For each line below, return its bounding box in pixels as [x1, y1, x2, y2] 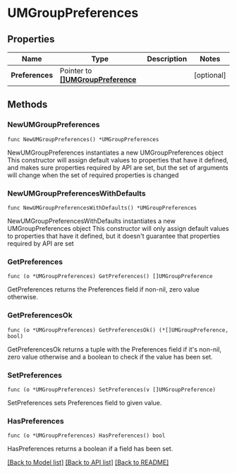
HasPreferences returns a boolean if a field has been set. [7, 445, 174, 453]
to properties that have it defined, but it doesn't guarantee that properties [7, 232, 221, 240]
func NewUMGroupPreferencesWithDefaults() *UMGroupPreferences [7, 204, 197, 211]
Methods [7, 99, 48, 111]
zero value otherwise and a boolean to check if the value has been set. [7, 352, 213, 361]
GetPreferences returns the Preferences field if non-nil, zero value [7, 285, 200, 294]
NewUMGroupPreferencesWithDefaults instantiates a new [7, 217, 176, 225]
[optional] [193, 71, 226, 80]
